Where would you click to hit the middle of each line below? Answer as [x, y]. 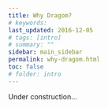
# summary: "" [32, 45]
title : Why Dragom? [40, 15]
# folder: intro [35, 74]
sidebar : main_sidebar [45, 52]
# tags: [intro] [35, 37]
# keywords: [28, 23]
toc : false [26, 67]
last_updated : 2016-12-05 [50, 30]
